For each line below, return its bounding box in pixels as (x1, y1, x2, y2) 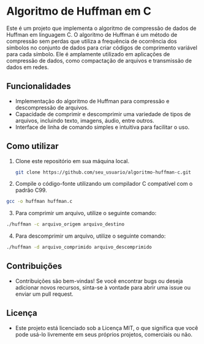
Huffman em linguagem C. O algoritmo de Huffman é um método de (6, 31, 178, 38)
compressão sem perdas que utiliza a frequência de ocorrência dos (6, 37, 177, 45)
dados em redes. (6, 63, 49, 71)
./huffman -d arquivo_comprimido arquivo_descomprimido (6, 244, 152, 251)
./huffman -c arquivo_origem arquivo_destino (6, 221, 124, 227)
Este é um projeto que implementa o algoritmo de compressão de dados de (6, 24, 197, 32)
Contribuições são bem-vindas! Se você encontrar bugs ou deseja (15, 277, 183, 285)
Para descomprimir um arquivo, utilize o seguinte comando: (15, 232, 166, 240)
